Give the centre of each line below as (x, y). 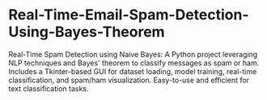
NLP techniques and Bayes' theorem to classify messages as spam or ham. (134, 63)
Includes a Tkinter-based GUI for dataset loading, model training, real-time (133, 71)
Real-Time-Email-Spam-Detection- (129, 15)
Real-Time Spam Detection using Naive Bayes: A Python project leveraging (133, 54)
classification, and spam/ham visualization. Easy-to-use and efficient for (129, 80)
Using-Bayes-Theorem (87, 32)
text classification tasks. (49, 88)
